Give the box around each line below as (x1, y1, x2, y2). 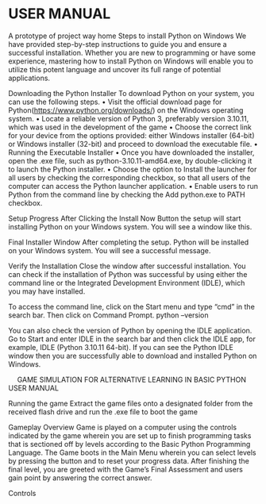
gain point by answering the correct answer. (8, 473, 152, 483)
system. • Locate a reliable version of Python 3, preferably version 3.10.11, (8, 113, 249, 123)
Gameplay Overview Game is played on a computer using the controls (8, 422, 237, 432)
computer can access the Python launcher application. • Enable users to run (8, 181, 258, 190)
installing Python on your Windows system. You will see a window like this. (8, 221, 253, 231)
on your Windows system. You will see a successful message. (8, 245, 211, 255)
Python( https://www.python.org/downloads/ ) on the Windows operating (8, 105, 244, 115)
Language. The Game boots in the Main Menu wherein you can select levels (8, 448, 256, 457)
